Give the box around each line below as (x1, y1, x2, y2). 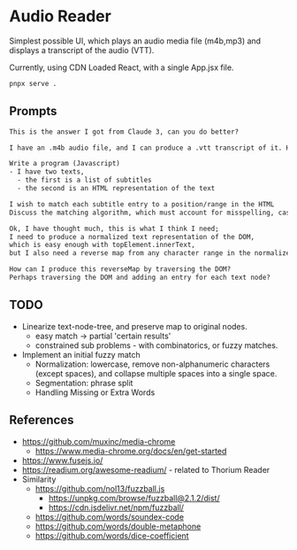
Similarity (21, 474, 57, 484)
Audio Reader (9, 6, 112, 27)
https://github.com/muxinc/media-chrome (21, 436, 176, 446)
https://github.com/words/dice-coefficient (34, 530, 189, 541)
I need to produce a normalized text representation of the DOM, (9, 232, 255, 241)
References (9, 413, 74, 428)
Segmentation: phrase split (34, 377, 133, 388)
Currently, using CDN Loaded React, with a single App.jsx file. (9, 62, 234, 73)
